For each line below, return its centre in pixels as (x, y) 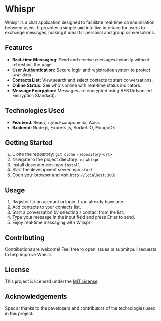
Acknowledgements (36, 297)
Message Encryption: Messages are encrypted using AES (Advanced (82, 90)
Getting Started (29, 143)
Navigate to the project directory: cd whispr (56, 160)
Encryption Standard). (34, 95)
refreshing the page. (32, 64)
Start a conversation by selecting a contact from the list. (68, 212)
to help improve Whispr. (29, 254)
